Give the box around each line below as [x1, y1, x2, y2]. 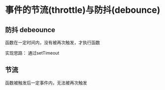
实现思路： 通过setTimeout [5, 50, 60, 56]
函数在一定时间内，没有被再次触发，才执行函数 [5, 40, 100, 45]
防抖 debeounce [5, 26, 56, 34]
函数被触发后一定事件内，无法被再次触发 [5, 80, 87, 86]
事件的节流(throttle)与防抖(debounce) [5, 4, 161, 16]
